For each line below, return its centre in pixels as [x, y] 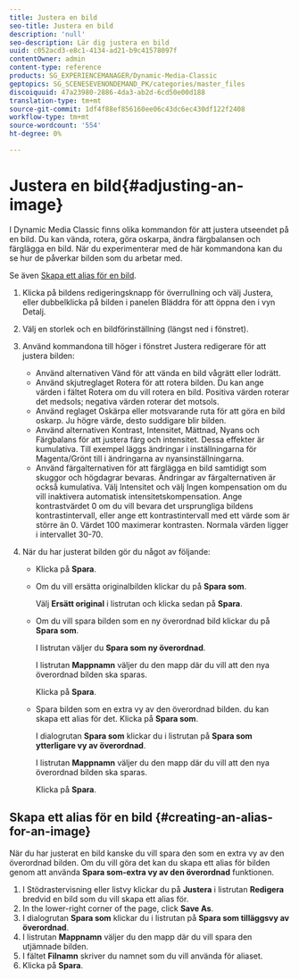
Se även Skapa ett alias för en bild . [73, 275]
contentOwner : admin [48, 59]
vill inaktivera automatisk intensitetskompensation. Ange [139, 496]
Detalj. [34, 311]
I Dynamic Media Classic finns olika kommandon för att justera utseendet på [149, 230]
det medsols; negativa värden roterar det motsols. [127, 401]
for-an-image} [50, 832]
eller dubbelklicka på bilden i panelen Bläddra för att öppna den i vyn [149, 302]
